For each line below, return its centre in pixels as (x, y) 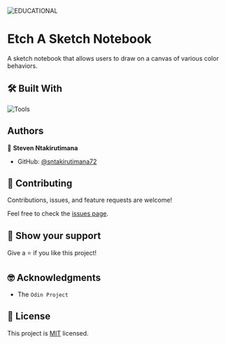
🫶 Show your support (54, 235)
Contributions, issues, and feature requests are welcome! (90, 200)
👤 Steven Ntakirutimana (43, 148)
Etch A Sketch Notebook (79, 39)
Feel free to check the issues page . (58, 214)
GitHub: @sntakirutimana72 (57, 162)
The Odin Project (43, 294)
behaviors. (23, 66)
